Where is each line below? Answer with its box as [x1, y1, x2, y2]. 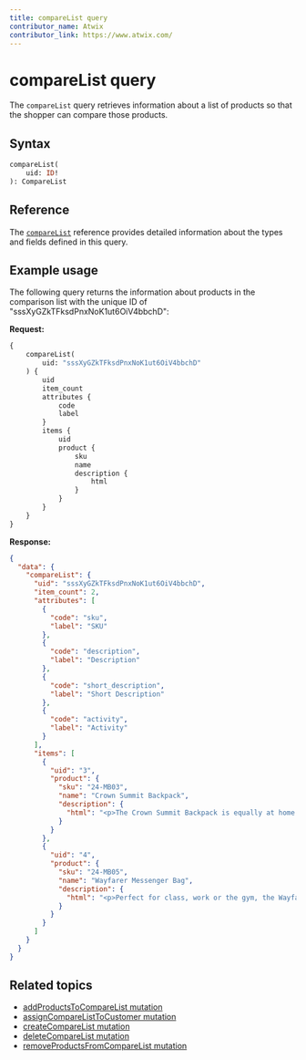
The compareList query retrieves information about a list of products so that [9, 99, 293, 110]
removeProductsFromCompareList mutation [22, 1041, 188, 1052]
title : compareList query [9, 13, 107, 23]
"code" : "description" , [49, 647, 141, 657]
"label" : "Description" [49, 656, 141, 665]
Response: [9, 535, 52, 547]
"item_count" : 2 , [33, 587, 100, 598]
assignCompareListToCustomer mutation [22, 1012, 177, 1023]
